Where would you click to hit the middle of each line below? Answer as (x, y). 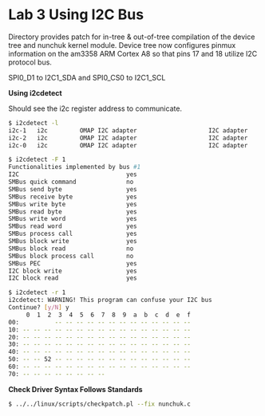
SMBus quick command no (71, 182)
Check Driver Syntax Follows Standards (75, 389)
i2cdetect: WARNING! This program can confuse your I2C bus (111, 300)
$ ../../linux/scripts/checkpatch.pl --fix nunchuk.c (100, 404)
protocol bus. (30, 62)
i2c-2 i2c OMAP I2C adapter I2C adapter (128, 138)
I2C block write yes (73, 271)
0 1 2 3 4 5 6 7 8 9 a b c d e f (109, 315)
